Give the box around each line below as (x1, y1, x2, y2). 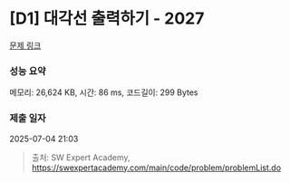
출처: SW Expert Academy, (31, 151, 130, 163)
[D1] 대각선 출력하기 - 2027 (9, 8, 205, 29)
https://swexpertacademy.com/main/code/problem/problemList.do (31, 162, 282, 173)
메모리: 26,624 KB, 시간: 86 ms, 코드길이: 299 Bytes (9, 87, 198, 98)
